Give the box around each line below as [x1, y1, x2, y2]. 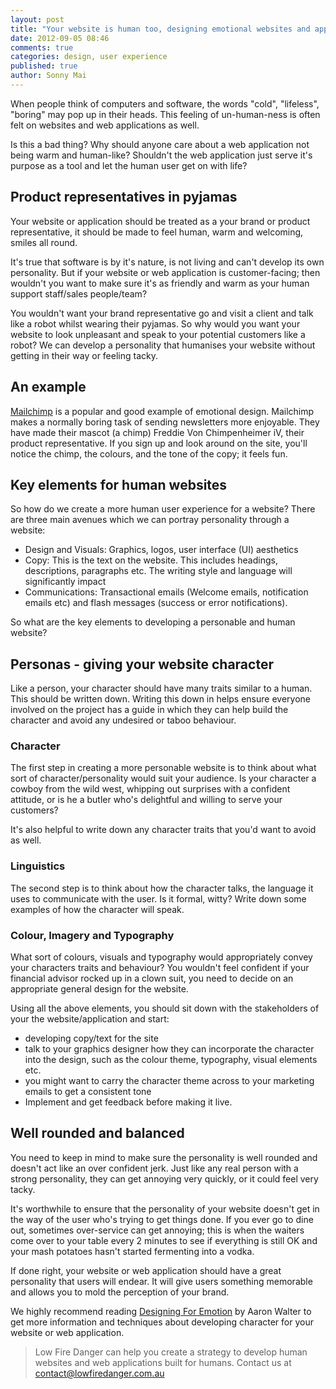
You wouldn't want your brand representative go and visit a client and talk [10, 307, 314, 319]
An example [10, 379, 87, 396]
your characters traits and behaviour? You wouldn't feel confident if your [10, 962, 310, 974]
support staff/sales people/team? [10, 287, 148, 300]
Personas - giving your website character [10, 656, 274, 673]
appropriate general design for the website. [10, 983, 189, 995]
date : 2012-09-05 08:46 [10, 33, 110, 43]
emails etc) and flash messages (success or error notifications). [24, 597, 288, 609]
